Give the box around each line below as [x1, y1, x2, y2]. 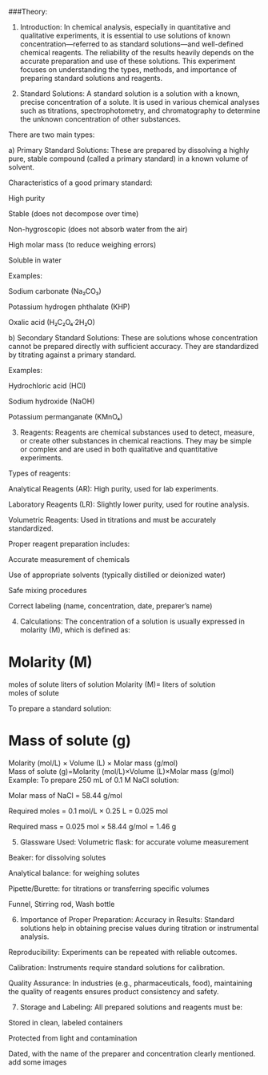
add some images [8, 1057, 67, 1067]
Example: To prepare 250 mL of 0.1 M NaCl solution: [8, 775, 179, 784]
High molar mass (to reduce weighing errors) [8, 240, 157, 249]
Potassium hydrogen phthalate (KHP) [8, 302, 130, 311]
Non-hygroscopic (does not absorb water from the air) [8, 224, 188, 234]
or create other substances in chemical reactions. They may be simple [19, 436, 252, 445]
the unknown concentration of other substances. [19, 114, 182, 123]
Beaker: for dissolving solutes [8, 852, 106, 862]
